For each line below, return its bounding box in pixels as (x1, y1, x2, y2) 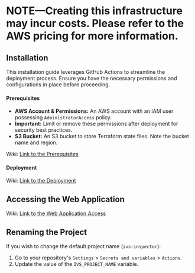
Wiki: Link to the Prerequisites (6, 151, 79, 158)
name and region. (14, 139, 58, 146)
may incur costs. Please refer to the (6, 17, 184, 30)
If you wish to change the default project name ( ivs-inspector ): (6, 243, 161, 250)
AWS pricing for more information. (6, 30, 178, 43)
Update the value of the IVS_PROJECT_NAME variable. (14, 261, 139, 268)
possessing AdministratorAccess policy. (14, 114, 112, 121)
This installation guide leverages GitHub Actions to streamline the (6, 69, 165, 75)
